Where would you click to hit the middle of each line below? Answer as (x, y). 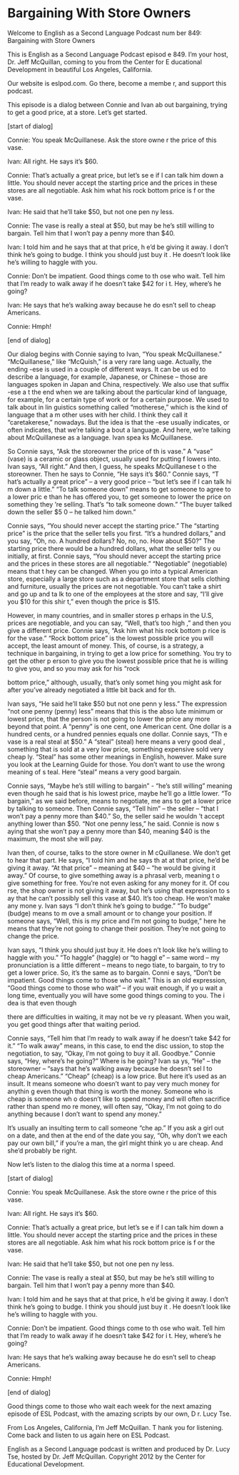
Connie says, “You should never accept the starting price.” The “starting (113, 525)
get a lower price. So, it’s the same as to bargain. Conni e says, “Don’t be (114, 973)
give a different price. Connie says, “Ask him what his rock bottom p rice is (117, 630)
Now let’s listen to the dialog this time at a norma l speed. (91, 1164)
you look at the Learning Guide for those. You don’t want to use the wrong (116, 764)
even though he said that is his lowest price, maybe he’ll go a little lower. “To (119, 793)
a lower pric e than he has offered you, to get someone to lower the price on (119, 497)
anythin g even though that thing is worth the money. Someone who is (110, 1091)
